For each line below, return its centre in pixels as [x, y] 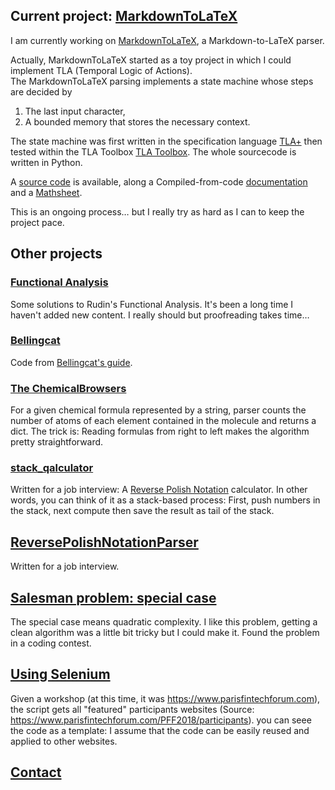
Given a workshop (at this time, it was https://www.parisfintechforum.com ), [165, 698]
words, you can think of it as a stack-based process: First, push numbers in [165, 500]
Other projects [56, 254]
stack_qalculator [52, 468]
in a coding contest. [51, 643]
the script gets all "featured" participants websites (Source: [132, 709]
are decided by [41, 91]
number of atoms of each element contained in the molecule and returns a [163, 421]
